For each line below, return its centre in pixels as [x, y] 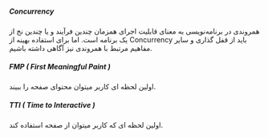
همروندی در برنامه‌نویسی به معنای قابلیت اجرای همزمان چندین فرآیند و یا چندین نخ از [134, 31]
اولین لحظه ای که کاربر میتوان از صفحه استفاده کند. [86, 124]
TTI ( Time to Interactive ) [52, 104]
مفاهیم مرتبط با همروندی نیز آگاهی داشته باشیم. [81, 48]
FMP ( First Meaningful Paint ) [60, 66]
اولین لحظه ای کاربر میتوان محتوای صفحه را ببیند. [83, 86]
